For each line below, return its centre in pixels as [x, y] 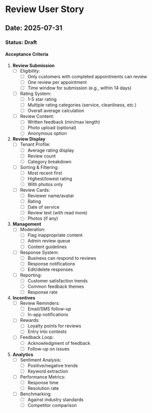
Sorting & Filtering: [39, 167]
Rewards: [30, 320]
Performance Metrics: [43, 377]
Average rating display [51, 150]
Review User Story [45, 9]
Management [27, 224]
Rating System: [36, 93]
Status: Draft [21, 42]
